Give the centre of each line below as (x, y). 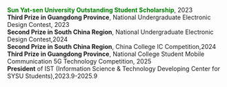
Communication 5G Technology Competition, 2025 (79, 61)
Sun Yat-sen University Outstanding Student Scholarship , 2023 (100, 10)
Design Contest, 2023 (38, 25)
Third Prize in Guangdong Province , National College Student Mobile (106, 54)
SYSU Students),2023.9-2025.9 (52, 76)
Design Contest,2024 (38, 39)
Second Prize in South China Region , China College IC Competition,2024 (112, 47)
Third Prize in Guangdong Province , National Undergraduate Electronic (109, 17)
